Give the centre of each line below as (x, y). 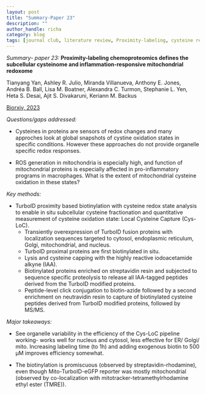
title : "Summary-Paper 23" (41, 18)
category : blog (26, 35)
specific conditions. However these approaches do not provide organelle (107, 144)
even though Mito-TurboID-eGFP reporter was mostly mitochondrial (101, 371)
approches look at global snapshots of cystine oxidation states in (97, 138)
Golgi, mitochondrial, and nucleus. (68, 245)
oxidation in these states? (48, 182)
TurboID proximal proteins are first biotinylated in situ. (92, 251)
